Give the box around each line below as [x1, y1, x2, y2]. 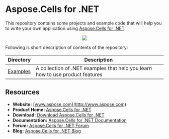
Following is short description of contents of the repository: [5, 44, 128, 50]
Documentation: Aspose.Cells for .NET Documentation [12, 117, 127, 123]
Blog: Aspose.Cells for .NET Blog [12, 127, 81, 133]
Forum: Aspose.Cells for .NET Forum [12, 122, 89, 128]
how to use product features [35, 71, 103, 78]
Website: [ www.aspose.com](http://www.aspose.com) [12, 101, 127, 107]
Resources [5, 88, 40, 96]
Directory [8, 56, 31, 63]
